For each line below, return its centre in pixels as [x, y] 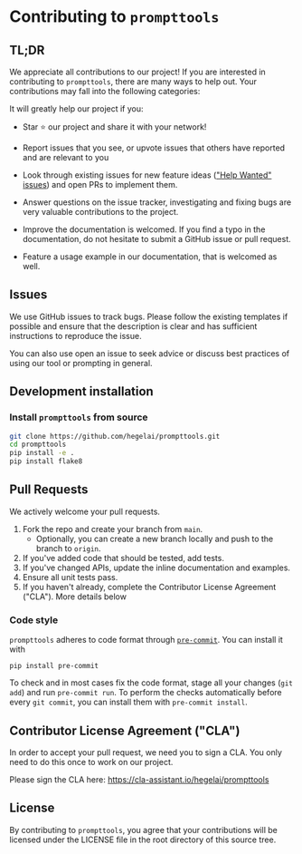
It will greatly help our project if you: [76, 109]
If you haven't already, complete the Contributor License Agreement [149, 587]
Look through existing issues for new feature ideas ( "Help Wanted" [147, 175]
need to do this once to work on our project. [91, 762]
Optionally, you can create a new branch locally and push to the [155, 539]
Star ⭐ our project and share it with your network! [114, 127]
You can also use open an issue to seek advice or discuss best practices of [150, 353]
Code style [34, 620]
